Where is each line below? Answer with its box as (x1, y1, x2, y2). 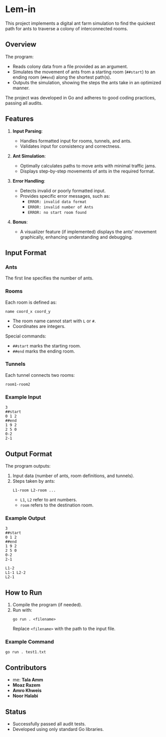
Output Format (5, 449, 52, 458)
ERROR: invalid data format (27, 199, 87, 204)
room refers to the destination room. (20, 502, 94, 508)
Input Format (5, 248, 47, 257)
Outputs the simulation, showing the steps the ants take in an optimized (12, 79, 161, 85)
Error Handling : (12, 178, 45, 184)
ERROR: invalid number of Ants (27, 204, 93, 210)
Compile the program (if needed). (12, 602, 82, 608)
